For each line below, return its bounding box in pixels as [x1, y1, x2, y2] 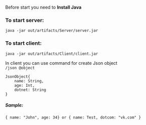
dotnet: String [14, 87, 46, 92]
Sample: [5, 102, 24, 108]
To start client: [5, 40, 42, 47]
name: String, [14, 78, 44, 83]
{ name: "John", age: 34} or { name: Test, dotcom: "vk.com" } [5, 115, 141, 120]
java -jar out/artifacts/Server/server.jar [5, 28, 99, 33]
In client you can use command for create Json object [5, 60, 118, 66]
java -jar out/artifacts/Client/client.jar [5, 51, 99, 56]
